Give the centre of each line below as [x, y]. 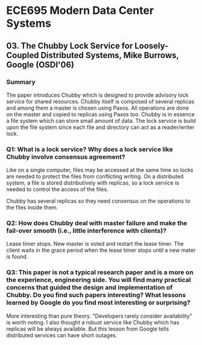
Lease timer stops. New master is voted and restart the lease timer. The [95, 244]
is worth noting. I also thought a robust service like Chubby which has [93, 322]
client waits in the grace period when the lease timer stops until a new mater [101, 250]
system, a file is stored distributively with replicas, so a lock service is [93, 183]
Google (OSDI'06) [40, 64]
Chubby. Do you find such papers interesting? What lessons [96, 295]
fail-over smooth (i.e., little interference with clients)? [87, 231]
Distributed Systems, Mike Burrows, [110, 55]
